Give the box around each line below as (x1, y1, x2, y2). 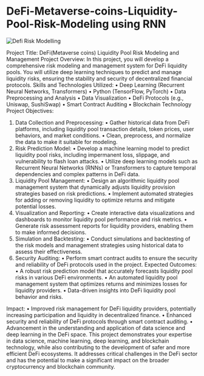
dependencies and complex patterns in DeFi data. (15, 170, 140, 177)
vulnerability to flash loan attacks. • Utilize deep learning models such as (15, 157, 198, 165)
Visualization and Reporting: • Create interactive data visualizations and (15, 209, 195, 216)
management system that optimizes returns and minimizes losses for (15, 280, 188, 287)
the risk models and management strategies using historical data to (15, 241, 184, 248)
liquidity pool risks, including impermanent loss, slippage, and (15, 151, 170, 159)
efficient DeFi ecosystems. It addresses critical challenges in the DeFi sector (6, 350, 198, 357)
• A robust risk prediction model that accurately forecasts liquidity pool (15, 267, 193, 275)
